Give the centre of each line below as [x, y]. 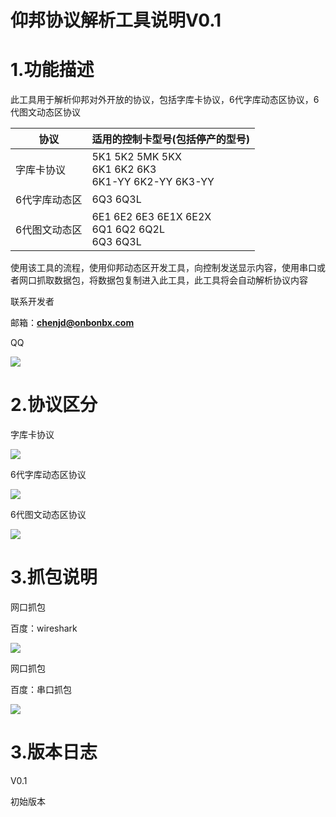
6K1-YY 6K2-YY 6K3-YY [153, 182]
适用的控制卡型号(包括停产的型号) [170, 139]
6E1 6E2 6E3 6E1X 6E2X [151, 217]
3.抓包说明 [54, 577]
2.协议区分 [54, 405]
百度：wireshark [44, 628]
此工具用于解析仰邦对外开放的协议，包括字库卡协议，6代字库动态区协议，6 [165, 100]
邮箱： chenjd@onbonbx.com [72, 323]
